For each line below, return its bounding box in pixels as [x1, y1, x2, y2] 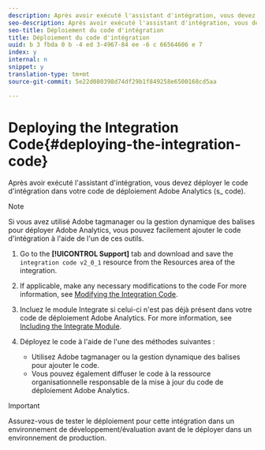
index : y [8, 48, 37, 56]
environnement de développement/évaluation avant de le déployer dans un [8, 425, 252, 434]
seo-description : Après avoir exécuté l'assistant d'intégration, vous [8, 19, 248, 27]
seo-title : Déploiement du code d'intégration [8, 26, 164, 34]
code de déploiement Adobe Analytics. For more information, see [19, 313, 233, 323]
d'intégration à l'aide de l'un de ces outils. [8, 234, 144, 243]
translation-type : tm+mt [8, 70, 90, 78]
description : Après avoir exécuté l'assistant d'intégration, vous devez [8, 11, 256, 20]
